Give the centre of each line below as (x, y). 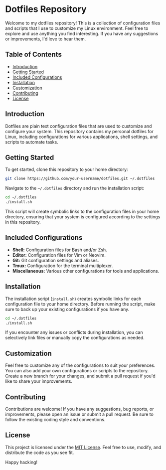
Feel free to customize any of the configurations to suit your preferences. (80, 365)
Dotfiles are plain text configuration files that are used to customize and (79, 126)
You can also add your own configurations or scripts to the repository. (77, 371)
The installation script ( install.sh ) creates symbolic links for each (73, 299)
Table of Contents (34, 55)
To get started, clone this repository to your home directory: (67, 169)
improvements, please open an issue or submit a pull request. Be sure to (79, 414)
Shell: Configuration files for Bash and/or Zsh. (60, 250)
